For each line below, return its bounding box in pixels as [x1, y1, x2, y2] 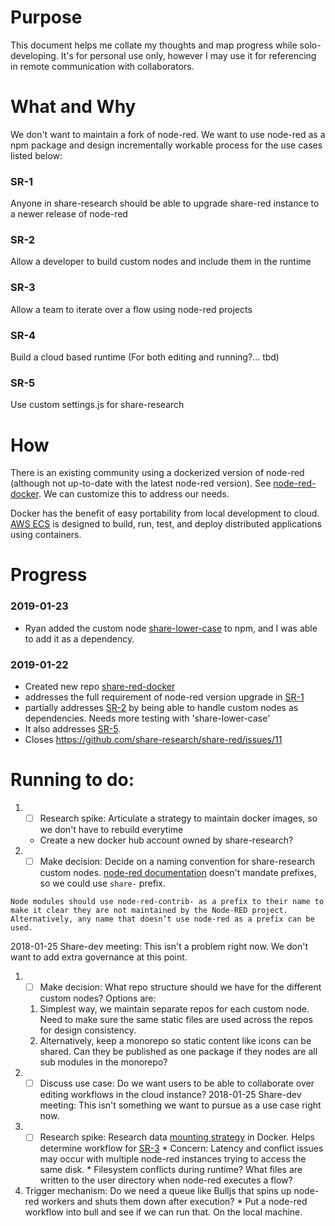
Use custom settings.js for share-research [10, 399, 185, 411]
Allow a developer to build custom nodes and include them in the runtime [10, 256, 312, 268]
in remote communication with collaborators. [10, 60, 195, 72]
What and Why [10, 96, 137, 118]
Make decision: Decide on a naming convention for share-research [39, 856, 316, 868]
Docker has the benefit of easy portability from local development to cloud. [10, 507, 320, 520]
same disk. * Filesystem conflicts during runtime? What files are [39, 1164, 303, 1176]
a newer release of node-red [10, 208, 128, 220]
